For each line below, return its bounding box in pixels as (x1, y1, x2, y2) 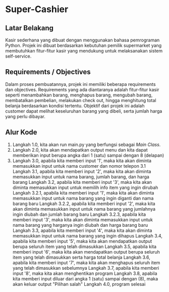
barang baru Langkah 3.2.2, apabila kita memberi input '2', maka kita (12, 201, 155, 207)
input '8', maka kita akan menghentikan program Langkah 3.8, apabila (12, 270, 157, 276)
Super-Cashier (5, 4, 69, 15)
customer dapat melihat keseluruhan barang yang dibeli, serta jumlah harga (5, 108, 162, 114)
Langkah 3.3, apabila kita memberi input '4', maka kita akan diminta (12, 227, 152, 233)
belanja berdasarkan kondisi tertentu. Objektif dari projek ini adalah (5, 103, 145, 109)
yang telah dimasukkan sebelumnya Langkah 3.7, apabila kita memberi (12, 265, 159, 271)
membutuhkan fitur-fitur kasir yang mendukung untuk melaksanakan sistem (5, 48, 163, 54)
